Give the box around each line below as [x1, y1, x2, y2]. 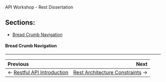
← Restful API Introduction [7, 69, 69, 76]
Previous [7, 61, 29, 68]
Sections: [5, 18, 36, 27]
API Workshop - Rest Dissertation [5, 4, 73, 10]
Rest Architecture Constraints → [73, 69, 148, 76]
